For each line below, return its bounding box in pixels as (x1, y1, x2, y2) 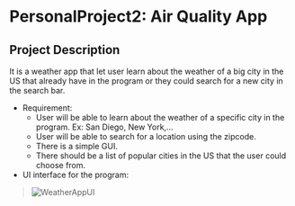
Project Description (9, 42, 121, 58)
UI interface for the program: (22, 169, 129, 180)
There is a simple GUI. (35, 141, 119, 151)
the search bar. (9, 85, 66, 95)
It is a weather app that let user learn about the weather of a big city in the (9, 66, 284, 76)
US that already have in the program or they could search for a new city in (9, 76, 283, 86)
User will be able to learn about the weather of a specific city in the (35, 112, 285, 122)
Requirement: (22, 103, 73, 113)
